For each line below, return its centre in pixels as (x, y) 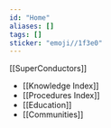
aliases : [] (32, 26)
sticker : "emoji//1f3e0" (56, 43)
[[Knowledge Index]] (60, 86)
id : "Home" (30, 18)
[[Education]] (47, 105)
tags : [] (26, 34)
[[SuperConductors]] (48, 69)
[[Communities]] (53, 114)
